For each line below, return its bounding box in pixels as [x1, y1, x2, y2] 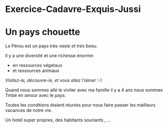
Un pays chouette [5, 26, 80, 38]
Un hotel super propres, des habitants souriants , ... [5, 117, 111, 123]
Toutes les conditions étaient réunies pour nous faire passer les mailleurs [5, 102, 156, 108]
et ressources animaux [12, 67, 60, 73]
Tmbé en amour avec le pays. [5, 92, 66, 98]
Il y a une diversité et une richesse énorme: [5, 52, 94, 58]
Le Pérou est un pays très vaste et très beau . [5, 43, 98, 49]
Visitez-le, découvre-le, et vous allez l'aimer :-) [5, 77, 102, 83]
